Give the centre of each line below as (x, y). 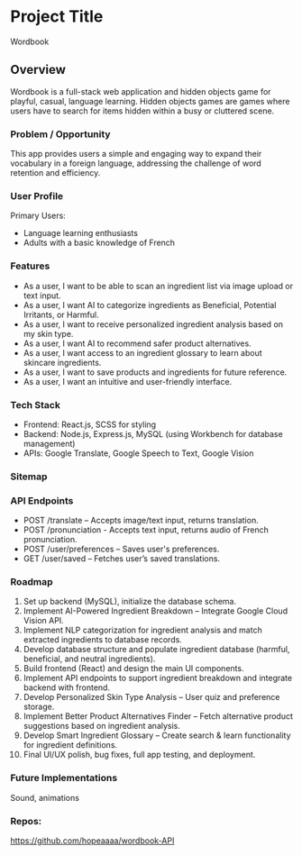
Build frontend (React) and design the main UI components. (133, 669)
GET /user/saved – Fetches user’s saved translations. (121, 559)
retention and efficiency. (55, 173)
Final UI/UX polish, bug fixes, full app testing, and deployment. (139, 755)
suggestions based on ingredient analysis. (102, 726)
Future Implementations (64, 778)
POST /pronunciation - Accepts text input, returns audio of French (146, 530)
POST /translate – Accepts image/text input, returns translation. (141, 521)
